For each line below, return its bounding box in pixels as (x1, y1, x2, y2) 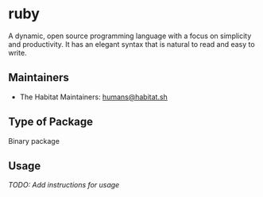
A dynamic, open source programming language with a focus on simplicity (8, 31, 252, 41)
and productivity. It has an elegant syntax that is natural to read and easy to (8, 39, 256, 48)
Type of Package (8, 115, 94, 129)
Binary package (8, 136, 60, 145)
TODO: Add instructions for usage (8, 180, 120, 190)
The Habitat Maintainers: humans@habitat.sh (19, 92, 168, 102)
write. (8, 48, 27, 57)
